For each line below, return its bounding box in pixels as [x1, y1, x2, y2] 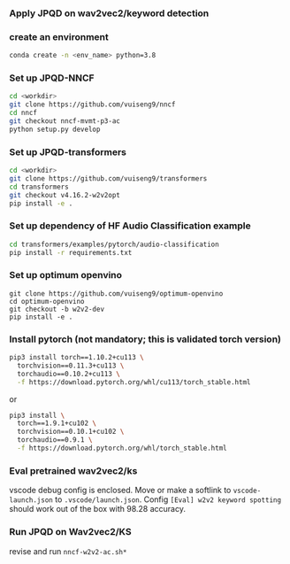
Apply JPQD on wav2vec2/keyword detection [9, 7, 210, 19]
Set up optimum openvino [9, 269, 122, 282]
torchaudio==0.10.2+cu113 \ [17, 369, 121, 378]
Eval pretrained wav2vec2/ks [9, 464, 138, 476]
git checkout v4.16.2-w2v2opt [9, 190, 121, 199]
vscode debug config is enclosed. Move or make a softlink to [9, 485, 232, 496]
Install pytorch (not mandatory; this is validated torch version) [9, 333, 281, 345]
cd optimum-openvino [9, 297, 86, 305]
